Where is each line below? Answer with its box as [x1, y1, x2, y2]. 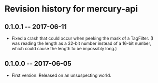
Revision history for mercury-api [4, 3, 138, 14]
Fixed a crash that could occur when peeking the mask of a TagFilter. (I [11, 35, 153, 41]
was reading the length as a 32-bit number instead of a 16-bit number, [11, 41, 152, 46]
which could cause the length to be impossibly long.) [11, 46, 117, 51]
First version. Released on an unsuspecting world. [11, 72, 112, 78]
